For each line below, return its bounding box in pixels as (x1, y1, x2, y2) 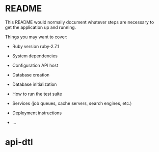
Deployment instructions (12, 110, 62, 116)
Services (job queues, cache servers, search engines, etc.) (12, 100, 132, 106)
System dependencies (12, 52, 58, 59)
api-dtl (5, 137, 33, 148)
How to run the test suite (12, 91, 62, 97)
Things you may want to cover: (5, 34, 68, 40)
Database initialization (12, 81, 57, 87)
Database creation (12, 72, 50, 77)
